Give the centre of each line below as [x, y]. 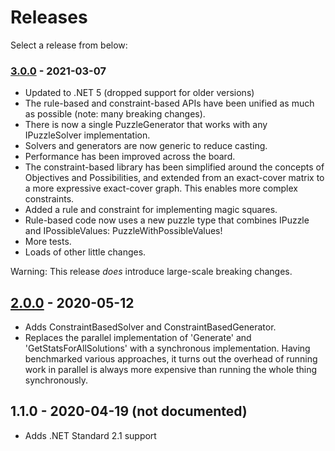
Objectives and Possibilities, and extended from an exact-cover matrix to [174, 178]
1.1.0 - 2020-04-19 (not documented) [129, 411]
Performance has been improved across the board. [130, 157]
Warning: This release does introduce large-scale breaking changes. [151, 272]
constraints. [49, 199]
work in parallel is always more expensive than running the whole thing [171, 370]
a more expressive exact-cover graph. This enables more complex [161, 188]
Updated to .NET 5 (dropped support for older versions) [139, 93]
